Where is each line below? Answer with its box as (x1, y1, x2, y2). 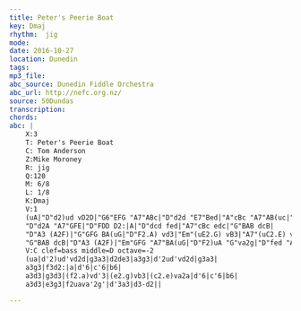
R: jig (25, 163, 50, 172)
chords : (9, 113, 39, 122)
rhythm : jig (9, 30, 58, 39)
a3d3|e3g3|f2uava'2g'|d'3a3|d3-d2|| (25, 280, 163, 289)
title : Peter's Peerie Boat (9, 13, 115, 22)
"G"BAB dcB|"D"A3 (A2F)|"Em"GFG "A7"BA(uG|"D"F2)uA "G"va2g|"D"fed (25, 238, 282, 247)
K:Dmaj (25, 196, 50, 206)
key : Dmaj (9, 22, 47, 30)
